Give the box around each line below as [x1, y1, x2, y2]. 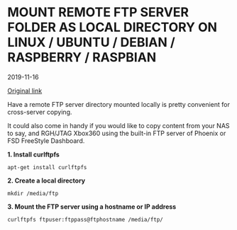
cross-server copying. [7, 108, 72, 116]
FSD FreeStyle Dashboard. [7, 136, 85, 145]
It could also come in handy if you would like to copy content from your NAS [7, 121, 230, 130]
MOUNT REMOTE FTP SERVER [7, 4, 189, 21]
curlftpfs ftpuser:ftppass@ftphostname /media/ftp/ [7, 216, 163, 223]
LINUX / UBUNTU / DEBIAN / [7, 35, 175, 50]
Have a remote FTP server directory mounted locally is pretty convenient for [7, 100, 231, 108]
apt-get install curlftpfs [7, 163, 87, 171]
